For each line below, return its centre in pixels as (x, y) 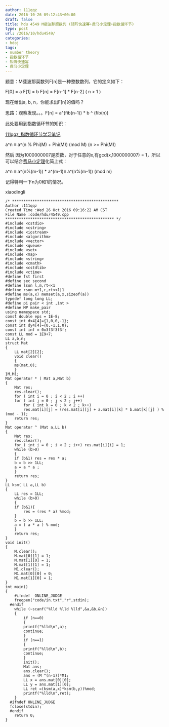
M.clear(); (26, 552)
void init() (18, 543)
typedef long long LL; (29, 299)
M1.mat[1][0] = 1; (34, 578)
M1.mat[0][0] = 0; (34, 574)
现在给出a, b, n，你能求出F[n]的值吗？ (45, 102)
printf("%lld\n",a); (45, 627)
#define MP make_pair (28, 308)
